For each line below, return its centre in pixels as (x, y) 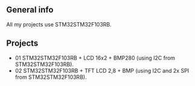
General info (30, 10)
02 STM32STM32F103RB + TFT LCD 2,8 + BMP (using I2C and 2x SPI (102, 70)
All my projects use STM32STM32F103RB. (59, 24)
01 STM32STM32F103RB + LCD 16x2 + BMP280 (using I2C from (95, 58)
